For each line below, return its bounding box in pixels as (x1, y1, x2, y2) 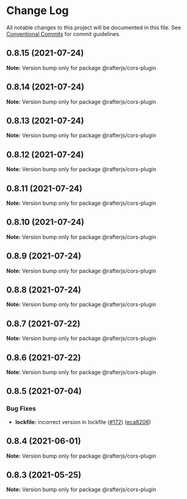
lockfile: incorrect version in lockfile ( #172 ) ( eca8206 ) (15, 418, 151, 425)
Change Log (6, 4, 69, 18)
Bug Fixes (6, 405, 37, 413)
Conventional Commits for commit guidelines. (6, 30, 121, 37)
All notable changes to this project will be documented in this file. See (6, 24, 182, 31)
